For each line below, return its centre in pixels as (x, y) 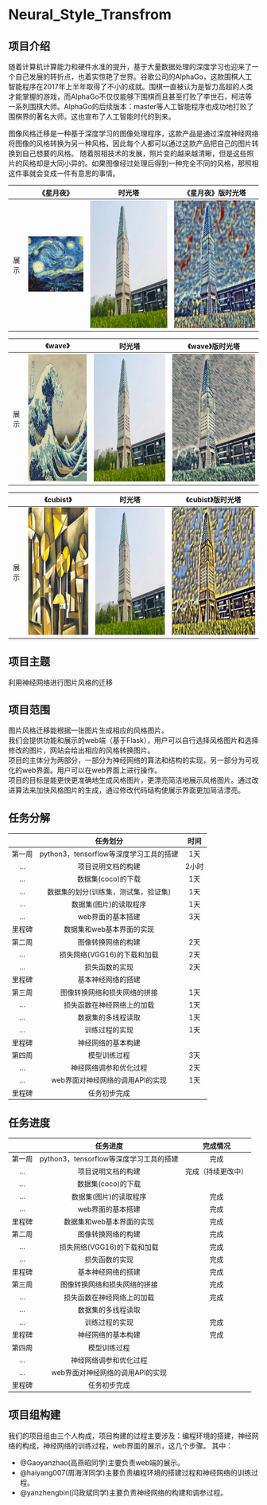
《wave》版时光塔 (214, 346)
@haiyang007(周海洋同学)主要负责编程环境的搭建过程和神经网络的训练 (135, 1472)
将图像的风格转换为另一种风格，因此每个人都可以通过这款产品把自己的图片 (130, 143)
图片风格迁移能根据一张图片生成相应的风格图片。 (88, 730)
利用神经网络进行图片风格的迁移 (60, 682)
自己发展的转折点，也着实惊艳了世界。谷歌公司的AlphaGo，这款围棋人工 (133, 77)
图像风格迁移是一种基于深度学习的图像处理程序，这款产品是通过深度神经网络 (133, 134)
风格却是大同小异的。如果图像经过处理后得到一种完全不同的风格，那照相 (140, 163)
